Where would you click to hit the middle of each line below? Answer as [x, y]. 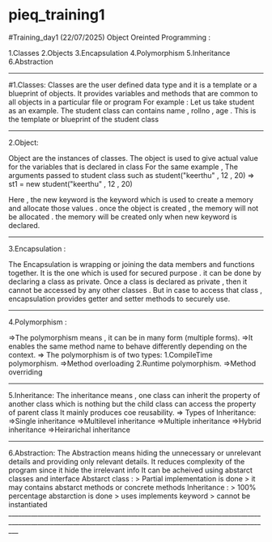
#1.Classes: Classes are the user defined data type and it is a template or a [133, 85]
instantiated [28, 504]
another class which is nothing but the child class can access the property [132, 404]
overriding [25, 372]
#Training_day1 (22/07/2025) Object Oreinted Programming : [110, 37]
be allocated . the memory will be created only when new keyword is [123, 217]
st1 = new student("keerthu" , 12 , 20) [71, 184]
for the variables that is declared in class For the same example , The [123, 167]
